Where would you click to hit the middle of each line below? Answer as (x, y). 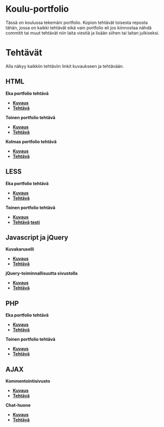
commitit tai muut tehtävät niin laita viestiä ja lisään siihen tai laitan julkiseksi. (82, 33)
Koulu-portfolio (37, 9)
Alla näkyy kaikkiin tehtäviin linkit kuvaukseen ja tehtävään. (65, 66)
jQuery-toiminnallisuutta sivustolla (41, 273)
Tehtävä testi (26, 222)
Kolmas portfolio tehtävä (31, 141)
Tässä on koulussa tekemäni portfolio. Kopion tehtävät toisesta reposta (77, 22)
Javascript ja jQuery (37, 237)
